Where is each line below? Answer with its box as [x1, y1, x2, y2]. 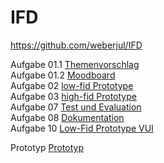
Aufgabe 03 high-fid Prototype [10, 90, 137, 102]
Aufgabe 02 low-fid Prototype [10, 79, 134, 91]
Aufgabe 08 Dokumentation [10, 111, 125, 123]
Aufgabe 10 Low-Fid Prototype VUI [10, 122, 154, 134]
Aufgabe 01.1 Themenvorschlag [10, 58, 140, 70]
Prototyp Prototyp [10, 141, 84, 153]
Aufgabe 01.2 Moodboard [10, 69, 116, 81]
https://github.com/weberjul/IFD [10, 39, 143, 51]
